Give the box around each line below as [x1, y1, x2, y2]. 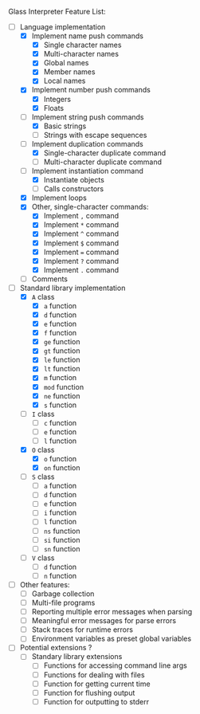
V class [31, 553, 55, 563]
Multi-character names [43, 49, 120, 59]
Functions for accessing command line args [43, 661, 187, 670]
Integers [43, 94, 72, 104]
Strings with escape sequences [43, 130, 147, 139]
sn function [43, 543, 81, 553]
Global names [43, 58, 89, 68]
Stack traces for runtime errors [31, 625, 134, 634]
